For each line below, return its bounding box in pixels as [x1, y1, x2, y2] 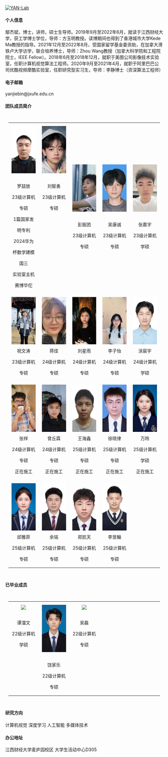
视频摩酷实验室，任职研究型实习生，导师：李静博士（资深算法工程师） [18, 67, 163, 73]
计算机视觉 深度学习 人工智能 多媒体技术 [5, 722, 88, 728]
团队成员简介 [5, 103, 32, 109]
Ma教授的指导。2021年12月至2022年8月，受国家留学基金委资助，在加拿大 [5, 42, 158, 48]
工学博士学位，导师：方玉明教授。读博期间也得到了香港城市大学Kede [18, 35, 161, 41]
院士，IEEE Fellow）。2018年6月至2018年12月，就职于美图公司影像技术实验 [5, 54, 159, 60]
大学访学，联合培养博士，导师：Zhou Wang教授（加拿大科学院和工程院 [14, 48, 161, 54]
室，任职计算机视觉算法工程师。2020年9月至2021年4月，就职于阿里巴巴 [5, 60, 155, 67]
